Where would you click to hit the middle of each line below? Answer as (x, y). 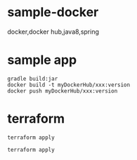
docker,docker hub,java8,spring (53, 32)
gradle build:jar (33, 79)
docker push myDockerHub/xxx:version (63, 91)
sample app (42, 60)
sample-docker (53, 12)
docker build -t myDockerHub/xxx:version (69, 85)
